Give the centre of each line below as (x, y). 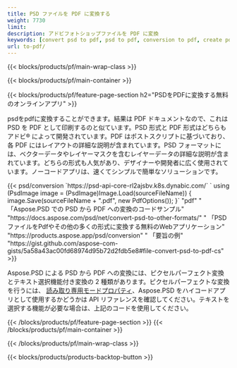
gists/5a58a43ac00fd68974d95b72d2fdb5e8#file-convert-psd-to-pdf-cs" (116, 251)
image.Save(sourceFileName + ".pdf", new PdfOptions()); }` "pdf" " (105, 201)
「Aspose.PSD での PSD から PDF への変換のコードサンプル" (96, 209)
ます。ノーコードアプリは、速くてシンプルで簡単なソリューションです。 (117, 171)
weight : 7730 (26, 20)
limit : (17, 27)
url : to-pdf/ (26, 47)
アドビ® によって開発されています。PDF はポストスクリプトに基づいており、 (118, 136)
